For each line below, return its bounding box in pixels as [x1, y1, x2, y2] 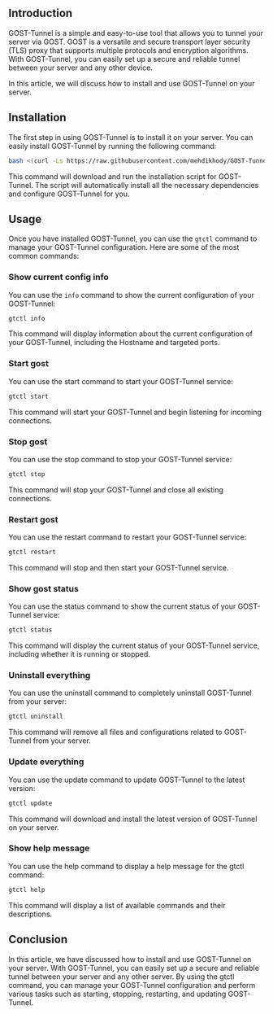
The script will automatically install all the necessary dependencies [35, 180, 259, 190]
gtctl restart [8, 549, 57, 557]
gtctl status [8, 626, 53, 634]
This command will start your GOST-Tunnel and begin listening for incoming [8, 407, 262, 417]
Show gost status [8, 583, 79, 594]
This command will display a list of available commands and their [8, 900, 226, 910]
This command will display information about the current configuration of [8, 329, 253, 339]
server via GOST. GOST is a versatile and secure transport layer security [8, 37, 251, 46]
